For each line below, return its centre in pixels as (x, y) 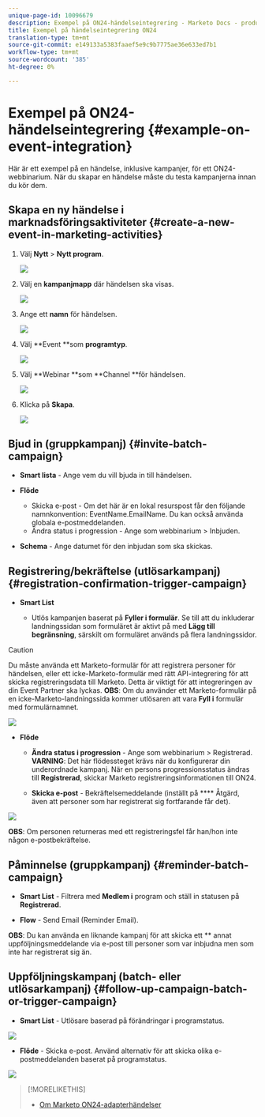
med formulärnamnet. (43, 707)
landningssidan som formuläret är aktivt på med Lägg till (123, 626)
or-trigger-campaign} (63, 1001)
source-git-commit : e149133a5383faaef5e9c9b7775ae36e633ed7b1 (112, 45)
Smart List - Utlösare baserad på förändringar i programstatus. (122, 1021)
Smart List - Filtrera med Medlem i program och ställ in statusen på (129, 896)
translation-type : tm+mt (49, 38)
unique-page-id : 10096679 (50, 15)
